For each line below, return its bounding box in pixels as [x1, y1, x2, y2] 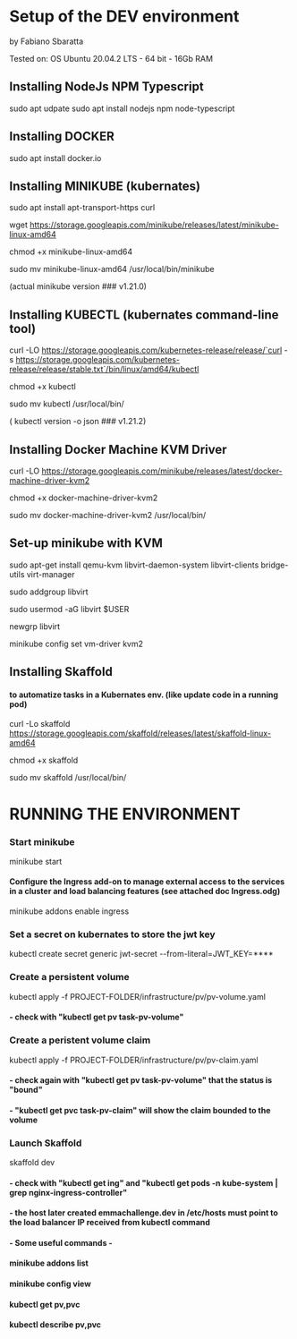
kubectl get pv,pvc [9, 1299, 81, 1309]
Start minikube [9, 835, 75, 848]
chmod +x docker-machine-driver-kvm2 [9, 492, 158, 503]
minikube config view [9, 1278, 91, 1290]
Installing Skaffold [9, 664, 114, 679]
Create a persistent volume [9, 971, 130, 984]
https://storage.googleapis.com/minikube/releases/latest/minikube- [30, 219, 279, 230]
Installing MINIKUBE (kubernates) [9, 178, 201, 193]
